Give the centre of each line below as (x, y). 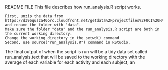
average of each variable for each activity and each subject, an (70, 62)
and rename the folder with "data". (43, 25)
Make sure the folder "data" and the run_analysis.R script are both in (82, 29)
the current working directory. (39, 34)
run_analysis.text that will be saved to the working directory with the (75, 57)
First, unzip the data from (34, 16)
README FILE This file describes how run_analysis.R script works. (73, 7)
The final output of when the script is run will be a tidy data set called (76, 51)
